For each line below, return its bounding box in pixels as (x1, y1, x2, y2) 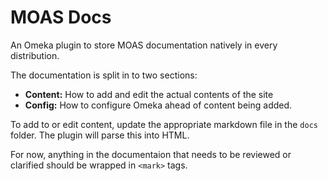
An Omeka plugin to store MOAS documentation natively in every (10, 39, 278, 51)
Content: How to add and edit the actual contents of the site (24, 88, 274, 100)
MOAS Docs (10, 6, 112, 29)
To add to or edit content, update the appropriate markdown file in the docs (10, 118, 318, 130)
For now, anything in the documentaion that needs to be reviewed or (10, 148, 292, 160)
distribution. (10, 49, 60, 61)
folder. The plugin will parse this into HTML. (10, 129, 190, 141)
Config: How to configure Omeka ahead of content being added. (24, 99, 293, 111)
